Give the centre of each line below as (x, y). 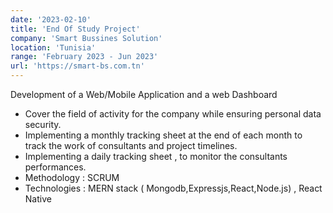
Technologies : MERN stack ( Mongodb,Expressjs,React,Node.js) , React (173, 188)
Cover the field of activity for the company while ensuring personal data (173, 114)
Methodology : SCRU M (72, 177)
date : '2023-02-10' (51, 19)
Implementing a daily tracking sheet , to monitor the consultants (156, 156)
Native (38, 199)
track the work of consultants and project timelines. (131, 145)
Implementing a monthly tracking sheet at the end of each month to (163, 135)
